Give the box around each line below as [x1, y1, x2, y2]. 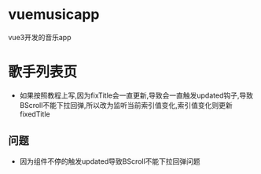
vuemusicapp [8, 6, 100, 24]
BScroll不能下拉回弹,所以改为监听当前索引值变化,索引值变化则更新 [19, 100, 233, 109]
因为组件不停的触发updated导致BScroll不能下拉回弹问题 [19, 156, 200, 166]
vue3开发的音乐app [8, 32, 72, 42]
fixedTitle [19, 109, 50, 119]
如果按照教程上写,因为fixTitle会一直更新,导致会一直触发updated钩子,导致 [19, 91, 254, 100]
